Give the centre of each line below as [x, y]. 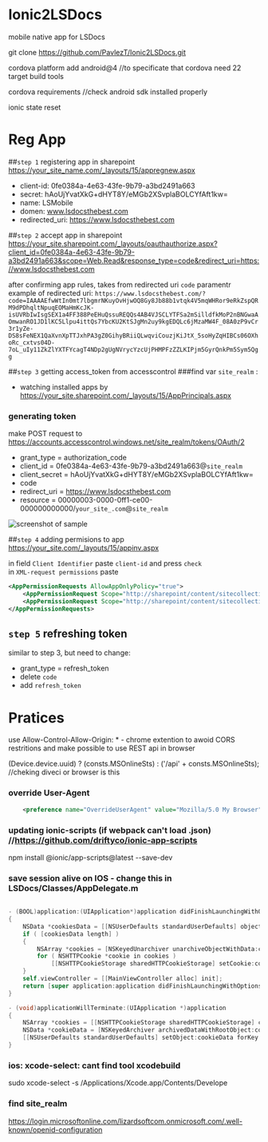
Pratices [37, 718]
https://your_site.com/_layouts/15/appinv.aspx [84, 548]
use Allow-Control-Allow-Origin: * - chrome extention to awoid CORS [122, 740]
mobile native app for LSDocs [57, 37]
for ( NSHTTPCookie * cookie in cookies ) [107, 957]
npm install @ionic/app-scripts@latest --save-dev [91, 857]
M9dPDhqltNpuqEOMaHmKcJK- [51, 308]
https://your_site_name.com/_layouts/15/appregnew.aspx [102, 170]
